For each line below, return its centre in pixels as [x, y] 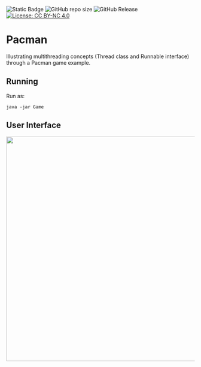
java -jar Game [25, 107]
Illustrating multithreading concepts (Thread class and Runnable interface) [98, 56]
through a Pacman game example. [48, 62]
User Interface [34, 125]
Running [22, 82]
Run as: [16, 96]
